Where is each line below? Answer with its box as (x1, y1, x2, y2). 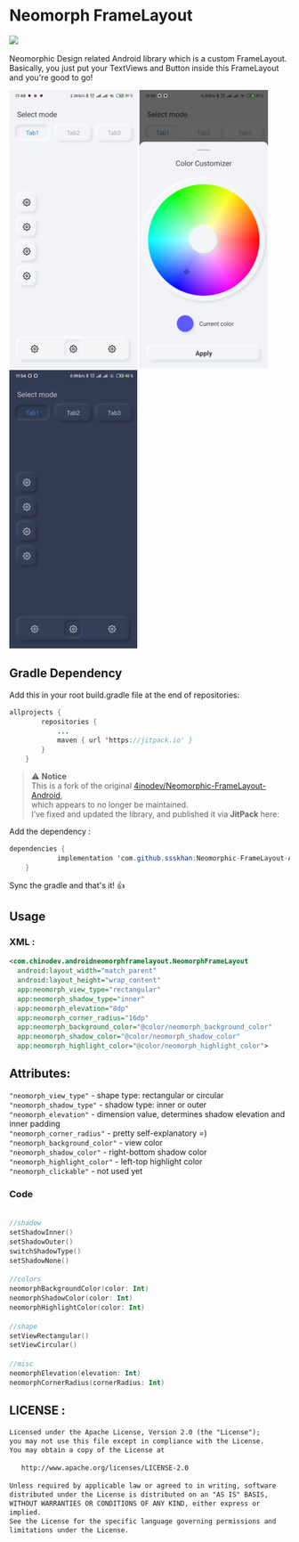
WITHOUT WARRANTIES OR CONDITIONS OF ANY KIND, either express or (9, 1498, 261, 1508)
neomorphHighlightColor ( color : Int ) (9, 1302, 145, 1312)
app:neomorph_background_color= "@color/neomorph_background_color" (17, 1023, 273, 1032)
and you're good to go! (9, 72, 93, 83)
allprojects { (9, 707, 62, 717)
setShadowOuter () (9, 1237, 74, 1246)
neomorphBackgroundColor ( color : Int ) (9, 1285, 149, 1293)
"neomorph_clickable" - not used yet (9, 1165, 143, 1176)
